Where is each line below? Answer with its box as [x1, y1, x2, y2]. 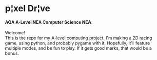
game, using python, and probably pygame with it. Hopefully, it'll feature [5, 40, 150, 46]
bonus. [5, 50, 19, 56]
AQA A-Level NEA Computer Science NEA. [5, 19, 93, 25]
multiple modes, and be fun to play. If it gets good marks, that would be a [5, 45, 152, 51]
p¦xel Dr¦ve [5, 3, 50, 14]
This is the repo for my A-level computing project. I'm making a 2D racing [5, 35, 153, 41]
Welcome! [5, 30, 25, 36]
